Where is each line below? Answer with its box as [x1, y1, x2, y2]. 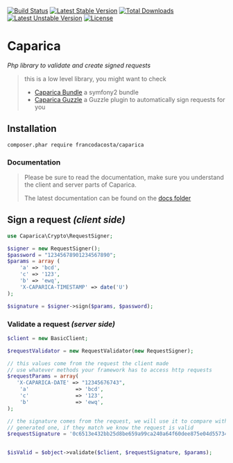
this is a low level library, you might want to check [24, 74, 166, 83]
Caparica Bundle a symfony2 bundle [34, 87, 139, 96]
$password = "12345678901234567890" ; [7, 251, 116, 258]
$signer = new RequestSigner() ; [7, 245, 101, 252]
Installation [7, 123, 57, 135]
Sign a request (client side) [7, 214, 126, 226]
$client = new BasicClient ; [7, 335, 89, 342]
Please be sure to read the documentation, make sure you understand [24, 174, 224, 182]
